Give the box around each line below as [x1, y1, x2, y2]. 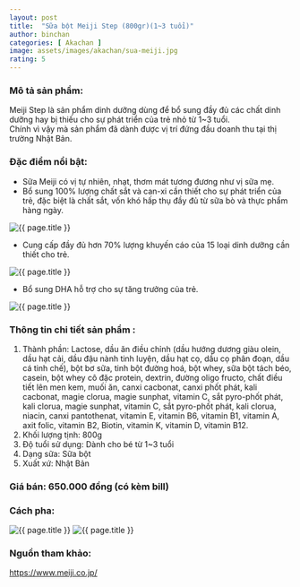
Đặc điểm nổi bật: [9, 156, 88, 168]
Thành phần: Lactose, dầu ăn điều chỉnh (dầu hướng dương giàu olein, [21, 343, 282, 354]
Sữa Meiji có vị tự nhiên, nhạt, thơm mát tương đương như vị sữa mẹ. [21, 176, 275, 186]
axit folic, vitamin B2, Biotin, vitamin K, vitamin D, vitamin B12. [21, 419, 249, 430]
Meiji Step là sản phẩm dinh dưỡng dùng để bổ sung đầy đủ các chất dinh [9, 105, 281, 116]
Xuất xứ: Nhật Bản [21, 458, 90, 469]
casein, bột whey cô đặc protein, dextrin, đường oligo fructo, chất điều [21, 372, 283, 383]
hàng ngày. [21, 204, 64, 215]
